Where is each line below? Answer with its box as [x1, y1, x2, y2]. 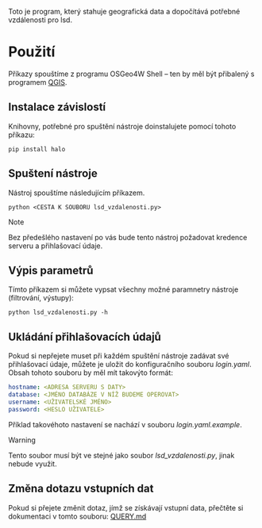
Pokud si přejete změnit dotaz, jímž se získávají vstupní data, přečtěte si [8, 503, 244, 512]
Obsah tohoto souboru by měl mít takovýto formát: [8, 368, 173, 377]
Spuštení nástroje [8, 166, 98, 181]
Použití [8, 43, 56, 61]
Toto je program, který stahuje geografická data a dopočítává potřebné [8, 7, 241, 16]
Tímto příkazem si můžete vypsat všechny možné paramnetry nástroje [8, 285, 239, 294]
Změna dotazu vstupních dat [8, 482, 154, 495]
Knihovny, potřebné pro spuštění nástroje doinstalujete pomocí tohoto [8, 121, 237, 131]
